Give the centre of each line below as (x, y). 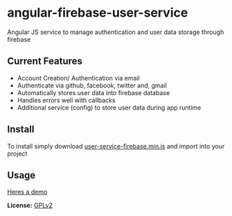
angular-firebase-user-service (98, 13)
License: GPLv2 (30, 206)
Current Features (45, 61)
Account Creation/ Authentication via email (78, 78)
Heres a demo (27, 192)
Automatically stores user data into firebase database (93, 92)
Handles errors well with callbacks (66, 100)
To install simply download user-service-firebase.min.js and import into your (116, 146)
